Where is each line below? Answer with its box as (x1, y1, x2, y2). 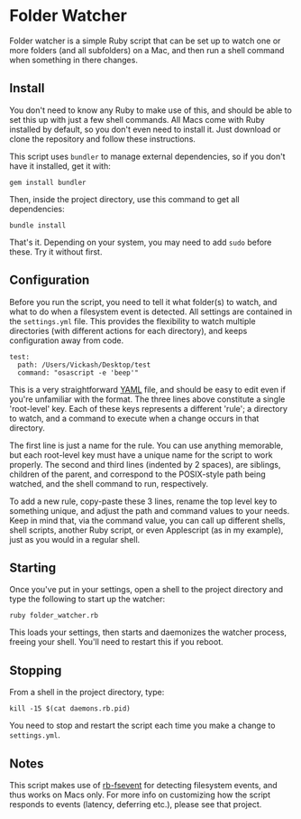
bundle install (9, 220, 67, 230)
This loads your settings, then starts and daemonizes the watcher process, (9, 627, 287, 638)
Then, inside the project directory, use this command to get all (9, 193, 241, 204)
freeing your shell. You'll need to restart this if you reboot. (9, 637, 223, 647)
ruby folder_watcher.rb (9, 611, 99, 620)
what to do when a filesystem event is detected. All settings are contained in (9, 306, 293, 317)
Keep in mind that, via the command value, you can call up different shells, (9, 515, 286, 526)
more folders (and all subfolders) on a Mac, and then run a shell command (9, 44, 285, 55)
